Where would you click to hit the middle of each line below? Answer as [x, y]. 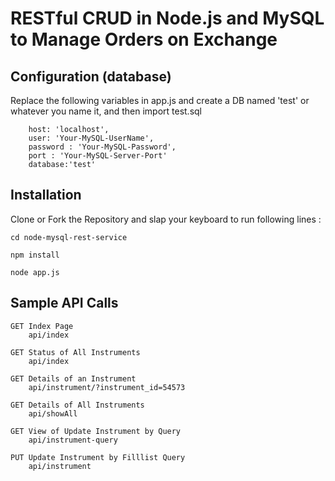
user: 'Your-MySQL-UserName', [91, 138]
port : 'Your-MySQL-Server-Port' [98, 156]
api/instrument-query [73, 440]
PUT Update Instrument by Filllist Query [98, 457]
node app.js [35, 272]
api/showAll [53, 413]
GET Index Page [42, 326]
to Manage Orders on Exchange [144, 39]
